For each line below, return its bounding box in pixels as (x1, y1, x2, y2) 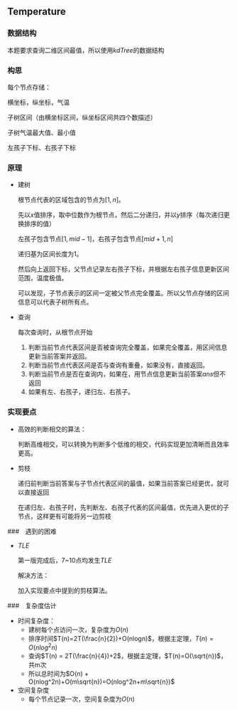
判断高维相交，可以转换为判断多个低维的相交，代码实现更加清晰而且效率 (17, 440, 229, 448)
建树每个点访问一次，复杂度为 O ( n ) (28, 625, 129, 634)
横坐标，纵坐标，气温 (7, 97, 70, 106)
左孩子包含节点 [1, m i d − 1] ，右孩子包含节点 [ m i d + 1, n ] (17, 235, 174, 243)
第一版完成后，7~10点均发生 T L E (17, 556, 112, 564)
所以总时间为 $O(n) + (28, 669, 89, 678)
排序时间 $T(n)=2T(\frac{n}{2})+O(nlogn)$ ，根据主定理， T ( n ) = (28, 634, 214, 642)
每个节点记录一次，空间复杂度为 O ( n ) (28, 695, 135, 704)
